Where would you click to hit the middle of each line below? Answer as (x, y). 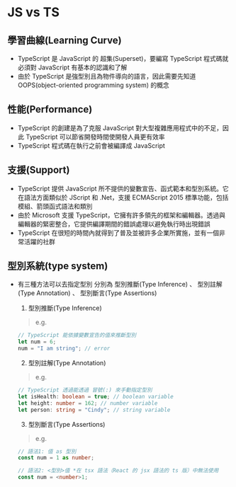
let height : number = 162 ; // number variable (88, 403)
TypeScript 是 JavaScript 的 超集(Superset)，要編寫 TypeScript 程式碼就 (123, 58)
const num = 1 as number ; (56, 458)
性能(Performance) (50, 109)
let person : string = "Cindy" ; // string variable (94, 410)
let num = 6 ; (37, 342)
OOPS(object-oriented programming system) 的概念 (94, 85)
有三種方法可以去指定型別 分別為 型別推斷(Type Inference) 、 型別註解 (120, 285)
